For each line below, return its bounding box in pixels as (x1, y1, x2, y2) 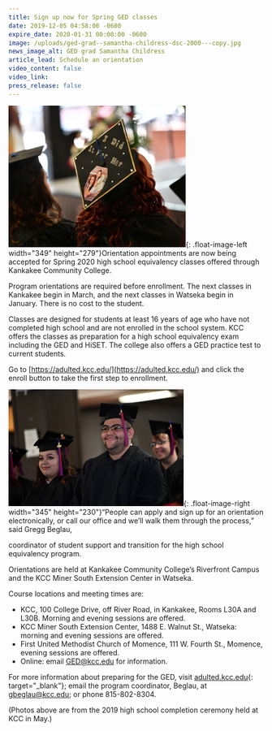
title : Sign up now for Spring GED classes (8, 13, 158, 21)
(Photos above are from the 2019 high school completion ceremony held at (8, 705, 258, 715)
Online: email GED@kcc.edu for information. (19, 656, 168, 666)
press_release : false (8, 81, 82, 89)
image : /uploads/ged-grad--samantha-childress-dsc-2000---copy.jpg (8, 39, 242, 47)
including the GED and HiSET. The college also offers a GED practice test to (8, 340, 261, 349)
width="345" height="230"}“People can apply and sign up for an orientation (8, 507, 264, 517)
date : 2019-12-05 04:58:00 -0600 (8, 21, 122, 30)
